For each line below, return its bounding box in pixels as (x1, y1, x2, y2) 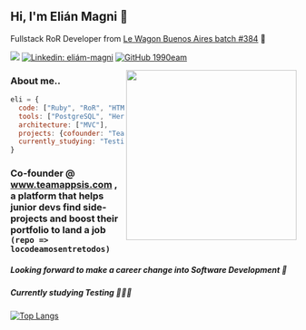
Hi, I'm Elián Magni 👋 (10, 9, 128, 24)
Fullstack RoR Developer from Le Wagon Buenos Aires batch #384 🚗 (10, 33, 266, 44)
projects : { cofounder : (18, 129, 104, 138)
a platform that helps (10, 189, 104, 202)
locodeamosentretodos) (10, 244, 111, 255)
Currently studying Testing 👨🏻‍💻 (10, 287, 133, 298)
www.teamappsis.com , (10, 179, 117, 191)
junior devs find (10, 201, 81, 214)
